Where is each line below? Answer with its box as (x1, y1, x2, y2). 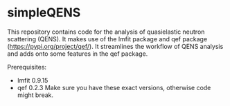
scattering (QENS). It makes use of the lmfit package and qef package (7, 34, 208, 43)
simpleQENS (7, 5, 81, 21)
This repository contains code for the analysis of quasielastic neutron (7, 28, 205, 36)
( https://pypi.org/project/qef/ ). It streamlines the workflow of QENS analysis (7, 42, 224, 50)
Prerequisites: (7, 63, 47, 71)
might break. (17, 91, 54, 99)
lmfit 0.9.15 (17, 76, 48, 84)
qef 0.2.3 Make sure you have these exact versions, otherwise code (17, 83, 211, 92)
